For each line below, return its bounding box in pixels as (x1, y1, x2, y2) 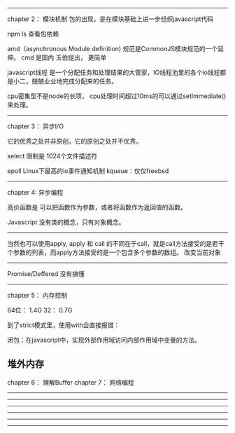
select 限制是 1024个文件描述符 (7, 152, 98, 160)
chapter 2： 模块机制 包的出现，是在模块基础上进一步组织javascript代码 (7, 15, 213, 23)
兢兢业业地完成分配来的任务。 (31, 77, 117, 85)
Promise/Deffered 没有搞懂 (7, 270, 85, 277)
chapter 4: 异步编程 (7, 188, 64, 196)
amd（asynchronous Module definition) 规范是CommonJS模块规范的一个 (7, 45, 218, 53)
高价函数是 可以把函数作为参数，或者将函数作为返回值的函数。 (7, 203, 187, 211)
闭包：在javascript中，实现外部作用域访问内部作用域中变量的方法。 (7, 336, 201, 344)
